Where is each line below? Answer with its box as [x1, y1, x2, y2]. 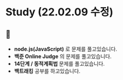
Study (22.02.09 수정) [5, 5, 114, 19]
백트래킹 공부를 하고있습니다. [14, 68, 81, 74]
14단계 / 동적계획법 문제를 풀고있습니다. [14, 60, 105, 67]
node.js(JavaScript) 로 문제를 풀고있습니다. [14, 45, 118, 52]
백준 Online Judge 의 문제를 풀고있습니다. [14, 53, 112, 59]
